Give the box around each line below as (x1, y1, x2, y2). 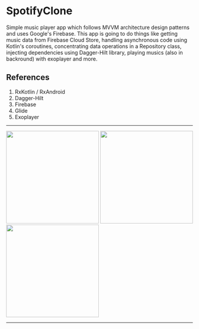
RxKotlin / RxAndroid (14, 88, 65, 95)
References (6, 72, 50, 82)
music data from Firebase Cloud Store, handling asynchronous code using (6, 36, 188, 43)
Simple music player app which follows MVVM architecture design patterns (6, 24, 190, 31)
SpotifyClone (6, 4, 73, 18)
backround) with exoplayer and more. (6, 55, 98, 62)
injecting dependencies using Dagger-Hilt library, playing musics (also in (6, 49, 184, 56)
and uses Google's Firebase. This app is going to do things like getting (6, 30, 178, 37)
